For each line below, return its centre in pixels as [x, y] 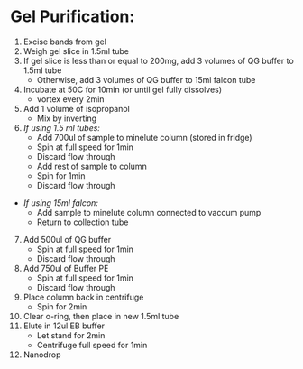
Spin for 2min [62, 306]
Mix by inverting [67, 118]
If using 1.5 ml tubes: [61, 127]
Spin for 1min [61, 175]
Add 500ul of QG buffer [67, 239]
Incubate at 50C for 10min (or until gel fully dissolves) [123, 89]
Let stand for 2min [71, 335]
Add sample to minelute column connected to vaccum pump [149, 212]
